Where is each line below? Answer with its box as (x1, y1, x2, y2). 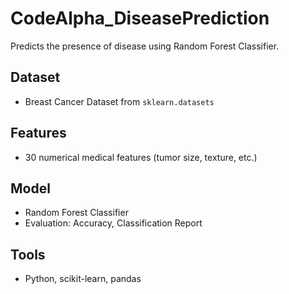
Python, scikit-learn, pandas (24, 273, 142, 285)
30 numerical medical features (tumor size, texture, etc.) (24, 151, 258, 163)
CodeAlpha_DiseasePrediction (10, 7, 270, 30)
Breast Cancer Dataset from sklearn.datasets (24, 95, 215, 107)
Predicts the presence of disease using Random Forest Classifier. (10, 40, 280, 52)
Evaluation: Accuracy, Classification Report (24, 217, 203, 229)
